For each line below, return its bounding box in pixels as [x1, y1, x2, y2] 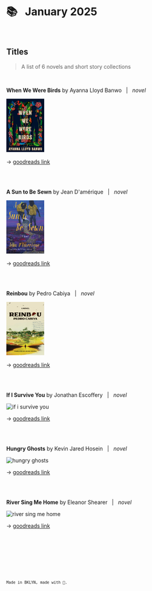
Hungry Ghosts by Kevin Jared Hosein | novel [6, 445, 127, 452]
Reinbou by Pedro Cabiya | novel [6, 290, 95, 297]
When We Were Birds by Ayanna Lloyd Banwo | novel [6, 86, 147, 94]
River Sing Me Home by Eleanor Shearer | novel [6, 498, 132, 506]
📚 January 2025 [6, 5, 97, 19]
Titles [6, 47, 28, 57]
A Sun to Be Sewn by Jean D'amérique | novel [6, 188, 128, 195]
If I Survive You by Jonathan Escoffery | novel [6, 391, 127, 399]
